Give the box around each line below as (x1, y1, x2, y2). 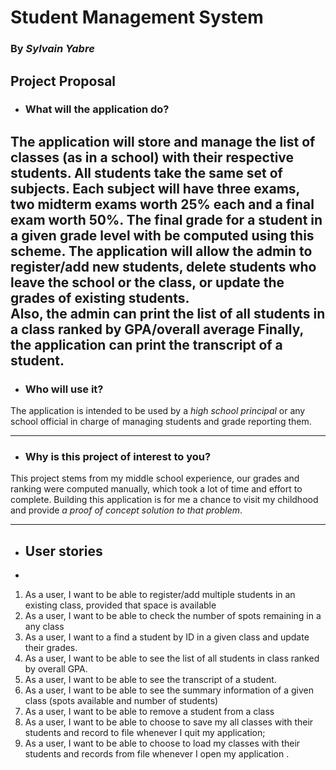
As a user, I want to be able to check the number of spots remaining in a (24, 610, 322, 622)
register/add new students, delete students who (10, 258, 317, 275)
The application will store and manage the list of (10, 133, 316, 150)
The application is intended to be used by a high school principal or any (10, 405, 306, 417)
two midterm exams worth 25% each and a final (10, 196, 315, 213)
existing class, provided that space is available (24, 599, 217, 611)
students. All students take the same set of (10, 164, 283, 181)
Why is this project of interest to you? (24, 450, 212, 464)
